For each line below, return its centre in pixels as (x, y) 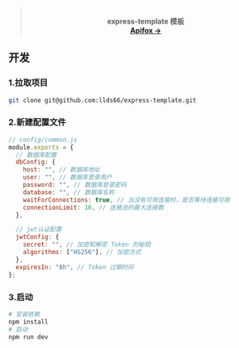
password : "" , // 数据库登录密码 (75, 185)
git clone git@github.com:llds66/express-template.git (103, 100)
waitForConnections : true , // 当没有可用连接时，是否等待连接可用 (126, 200)
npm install (28, 322)
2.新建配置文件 (37, 122)
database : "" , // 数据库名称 (69, 192)
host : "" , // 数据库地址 (62, 170)
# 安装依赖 (24, 314)
